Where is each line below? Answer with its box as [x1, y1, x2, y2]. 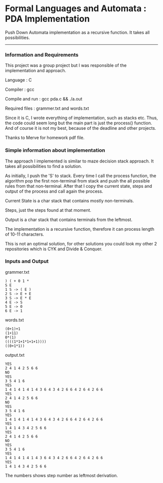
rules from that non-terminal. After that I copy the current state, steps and [5, 183, 152, 189]
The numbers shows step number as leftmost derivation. [5, 472, 118, 478]
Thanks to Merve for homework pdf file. [5, 135, 85, 141]
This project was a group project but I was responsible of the [5, 62, 127, 68]
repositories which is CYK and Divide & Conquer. [5, 246, 103, 252]
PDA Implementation [5, 13, 90, 24]
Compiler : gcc [5, 86, 35, 93]
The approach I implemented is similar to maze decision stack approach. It [5, 158, 154, 164]
